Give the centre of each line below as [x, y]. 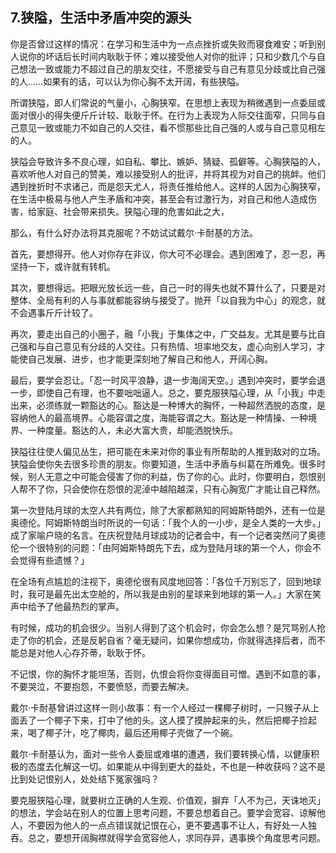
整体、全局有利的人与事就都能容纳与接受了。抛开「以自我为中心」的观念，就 [168, 300]
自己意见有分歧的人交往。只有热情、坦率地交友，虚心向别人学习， [180, 346]
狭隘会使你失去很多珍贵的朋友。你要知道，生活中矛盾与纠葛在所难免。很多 [163, 464]
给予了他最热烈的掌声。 [76, 606]
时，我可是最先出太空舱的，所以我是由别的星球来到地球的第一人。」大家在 [161, 594]
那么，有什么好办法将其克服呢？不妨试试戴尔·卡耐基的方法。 [134, 232]
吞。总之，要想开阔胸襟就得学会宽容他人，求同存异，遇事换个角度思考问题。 [168, 837]
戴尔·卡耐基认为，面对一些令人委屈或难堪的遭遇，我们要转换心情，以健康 [161, 754]
